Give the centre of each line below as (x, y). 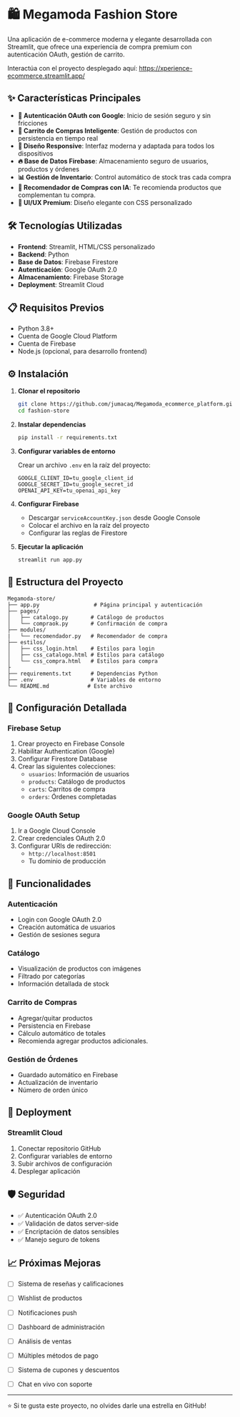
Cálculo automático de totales (61, 1033)
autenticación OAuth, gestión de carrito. (66, 54)
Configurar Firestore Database (62, 759)
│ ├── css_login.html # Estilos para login (81, 649)
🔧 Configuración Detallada (67, 707)
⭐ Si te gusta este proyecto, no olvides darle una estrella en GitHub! (107, 1406)
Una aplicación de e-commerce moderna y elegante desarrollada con (110, 39)
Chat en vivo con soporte (55, 1384)
